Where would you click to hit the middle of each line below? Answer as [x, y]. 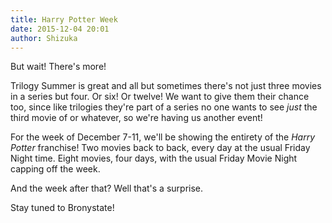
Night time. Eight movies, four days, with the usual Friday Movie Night [154, 158]
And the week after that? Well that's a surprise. [107, 188]
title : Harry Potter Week [64, 19]
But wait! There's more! [58, 67]
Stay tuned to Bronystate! [62, 208]
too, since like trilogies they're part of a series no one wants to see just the [164, 107]
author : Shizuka [44, 38]
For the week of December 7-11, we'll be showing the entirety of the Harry [163, 137]
